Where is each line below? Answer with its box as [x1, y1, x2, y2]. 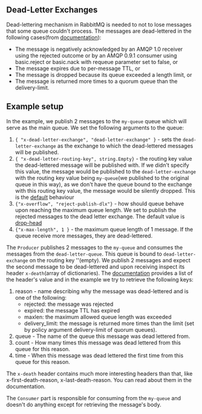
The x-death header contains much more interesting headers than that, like [6, 370, 193, 377]
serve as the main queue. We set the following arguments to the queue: [6, 124, 184, 131]
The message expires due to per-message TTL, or [15, 65, 140, 72]
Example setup [6, 102, 64, 112]
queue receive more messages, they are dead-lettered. [15, 232, 153, 239]
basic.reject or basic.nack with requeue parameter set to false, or [15, 58, 178, 65]
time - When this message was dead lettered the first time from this [15, 352, 184, 359]
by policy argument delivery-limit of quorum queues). [24, 326, 157, 333]
